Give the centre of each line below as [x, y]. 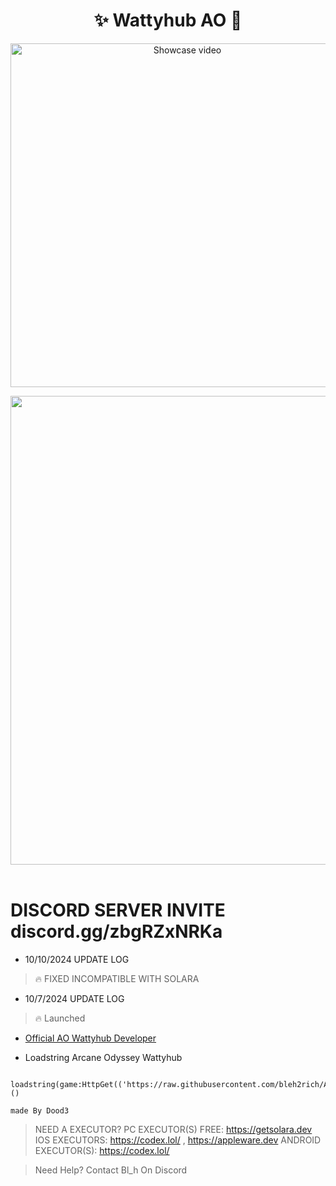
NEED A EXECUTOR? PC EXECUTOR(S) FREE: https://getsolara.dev [173, 1129]
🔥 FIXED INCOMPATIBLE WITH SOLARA [117, 978]
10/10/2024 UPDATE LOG [77, 959]
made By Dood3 [40, 1110]
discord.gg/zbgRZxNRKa [116, 931]
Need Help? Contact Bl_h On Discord [111, 1170]
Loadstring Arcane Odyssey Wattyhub [103, 1057]
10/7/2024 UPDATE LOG [74, 998]
